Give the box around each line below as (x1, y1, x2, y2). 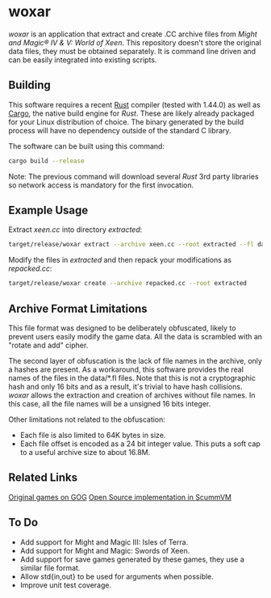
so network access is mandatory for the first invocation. (8, 180, 194, 190)
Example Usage (8, 204, 89, 217)
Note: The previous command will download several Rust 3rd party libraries (8, 171, 260, 181)
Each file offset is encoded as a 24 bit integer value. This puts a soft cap (19, 439, 261, 448)
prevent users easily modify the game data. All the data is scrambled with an (8, 332, 263, 341)
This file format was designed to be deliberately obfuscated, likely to (8, 323, 236, 333)
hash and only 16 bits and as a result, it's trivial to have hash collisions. (8, 382, 243, 391)
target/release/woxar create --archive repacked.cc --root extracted (8, 280, 248, 288)
